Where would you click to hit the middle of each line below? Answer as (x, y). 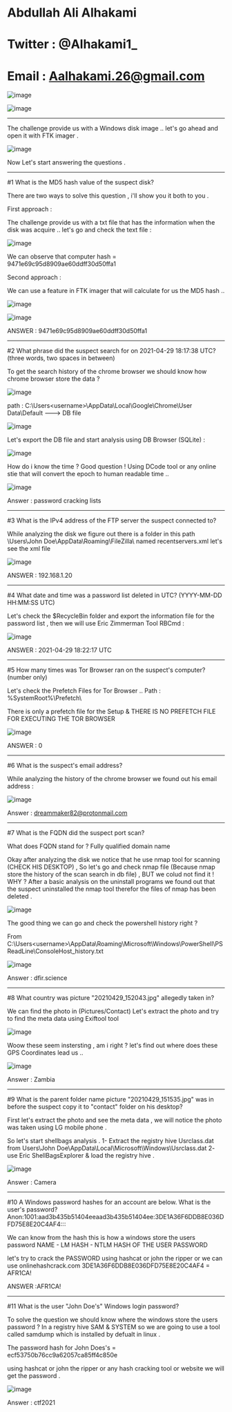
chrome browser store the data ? (54, 379)
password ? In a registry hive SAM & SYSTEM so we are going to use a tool (114, 1327)
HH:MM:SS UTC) (31, 603)
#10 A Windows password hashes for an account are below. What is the (109, 1202)
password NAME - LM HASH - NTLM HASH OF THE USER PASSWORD (108, 1245)
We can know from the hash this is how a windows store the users (101, 1238)
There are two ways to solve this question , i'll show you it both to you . (108, 196)
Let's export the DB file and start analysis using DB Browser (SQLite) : (106, 440)
